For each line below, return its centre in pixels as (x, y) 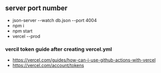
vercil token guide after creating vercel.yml (59, 49)
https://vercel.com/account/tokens (48, 65)
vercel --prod (26, 36)
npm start (22, 31)
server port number (36, 8)
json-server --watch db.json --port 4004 (54, 20)
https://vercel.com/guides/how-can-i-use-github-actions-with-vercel (84, 60)
